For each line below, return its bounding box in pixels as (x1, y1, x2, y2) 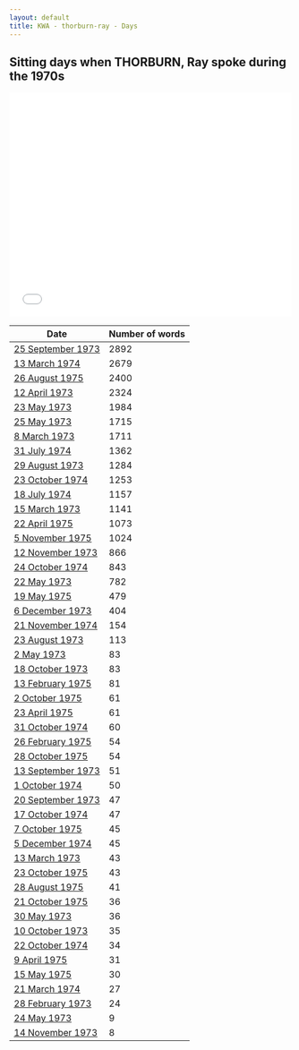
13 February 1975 (13, 678, 92, 690)
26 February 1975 (13, 736, 92, 748)
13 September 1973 (13, 764, 100, 777)
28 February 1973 (13, 997, 92, 1010)
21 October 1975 (13, 896, 89, 909)
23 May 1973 (13, 401, 73, 414)
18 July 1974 (13, 489, 72, 501)
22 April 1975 (13, 517, 73, 530)
